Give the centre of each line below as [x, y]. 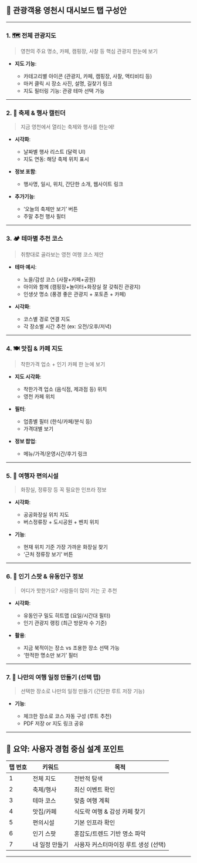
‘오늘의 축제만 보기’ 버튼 [50, 209]
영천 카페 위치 [39, 396]
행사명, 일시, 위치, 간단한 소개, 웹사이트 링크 [73, 184]
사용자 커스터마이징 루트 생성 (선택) [120, 844]
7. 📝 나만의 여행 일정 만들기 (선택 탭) [54, 677]
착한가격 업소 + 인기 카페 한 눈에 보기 [63, 364]
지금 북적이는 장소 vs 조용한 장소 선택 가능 [72, 648]
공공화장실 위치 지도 [46, 515]
